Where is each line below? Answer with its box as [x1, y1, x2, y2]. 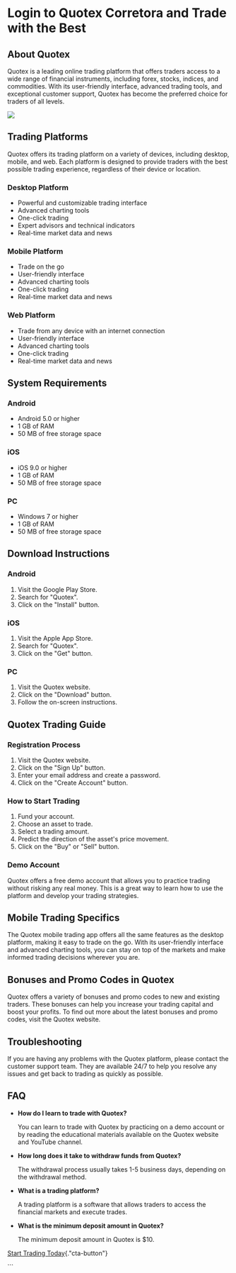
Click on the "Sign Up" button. [17, 763, 106, 772]
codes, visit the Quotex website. [7, 1015, 101, 1024]
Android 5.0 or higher [17, 415, 80, 423]
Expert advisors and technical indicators [17, 221, 136, 230]
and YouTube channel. [17, 1138, 83, 1146]
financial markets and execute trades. [17, 1207, 127, 1216]
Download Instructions [7, 548, 110, 560]
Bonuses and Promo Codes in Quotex [7, 973, 175, 986]
